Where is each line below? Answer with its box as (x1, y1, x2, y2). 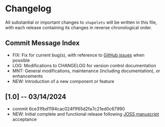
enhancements (12, 73, 43, 79)
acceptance (12, 116, 37, 122)
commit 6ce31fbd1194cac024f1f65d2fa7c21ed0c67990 (12, 106, 125, 112)
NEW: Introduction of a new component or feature (12, 78, 114, 84)
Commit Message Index (5, 39, 80, 47)
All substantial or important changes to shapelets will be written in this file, (5, 19, 157, 25)
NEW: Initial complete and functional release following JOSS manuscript (12, 111, 160, 117)
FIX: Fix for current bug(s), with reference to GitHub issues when (12, 52, 145, 58)
